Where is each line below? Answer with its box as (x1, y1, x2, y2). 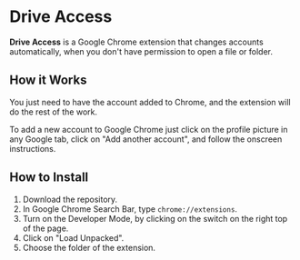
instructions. (9, 143, 56, 154)
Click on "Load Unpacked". (22, 232, 125, 243)
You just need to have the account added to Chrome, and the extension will (9, 96, 291, 107)
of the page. (22, 223, 69, 234)
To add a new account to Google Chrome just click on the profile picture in (9, 124, 288, 135)
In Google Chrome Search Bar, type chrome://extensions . (22, 203, 238, 215)
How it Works (9, 73, 87, 88)
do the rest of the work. (9, 106, 98, 117)
